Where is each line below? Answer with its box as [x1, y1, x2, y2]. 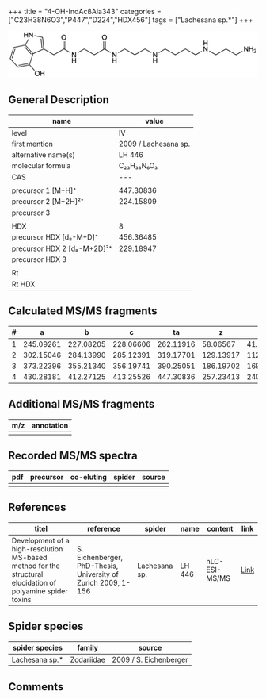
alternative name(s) [11, 150, 76, 159]
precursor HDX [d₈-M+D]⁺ [11, 232, 99, 242]
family [77, 643, 99, 653]
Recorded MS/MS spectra [8, 449, 139, 463]
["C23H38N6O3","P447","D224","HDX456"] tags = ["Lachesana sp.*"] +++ [8, 15, 253, 25]
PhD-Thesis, [76, 561, 119, 570]
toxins [11, 594, 32, 604]
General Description [8, 93, 109, 106]
